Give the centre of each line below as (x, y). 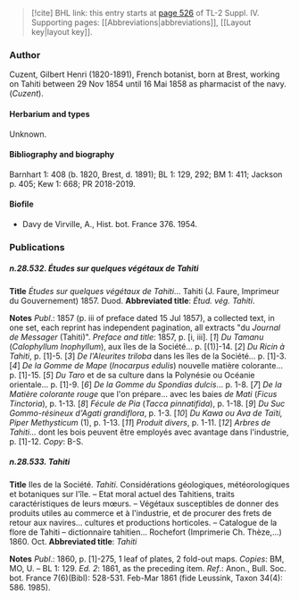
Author (25, 55)
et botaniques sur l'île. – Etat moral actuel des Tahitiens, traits (122, 494)
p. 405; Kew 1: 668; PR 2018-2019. (72, 183)
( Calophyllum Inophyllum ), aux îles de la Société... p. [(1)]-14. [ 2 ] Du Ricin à (147, 346)
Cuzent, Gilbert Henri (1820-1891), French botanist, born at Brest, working (145, 74)
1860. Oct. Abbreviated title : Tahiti (73, 541)
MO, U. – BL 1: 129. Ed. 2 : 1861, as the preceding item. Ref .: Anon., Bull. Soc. (148, 568)
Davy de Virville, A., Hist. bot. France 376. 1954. (110, 224)
